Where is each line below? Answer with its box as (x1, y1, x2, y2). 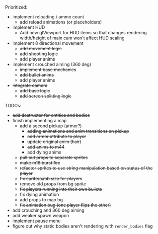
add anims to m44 (27, 144, 65, 150)
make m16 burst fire (19, 160, 61, 165)
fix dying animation (19, 191, 59, 197)
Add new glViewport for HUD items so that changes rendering (19, 30, 147, 35)
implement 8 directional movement (12, 40, 83, 46)
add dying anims (27, 149, 62, 155)
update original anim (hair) (27, 139, 81, 145)
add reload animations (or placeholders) (19, 19, 102, 25)
